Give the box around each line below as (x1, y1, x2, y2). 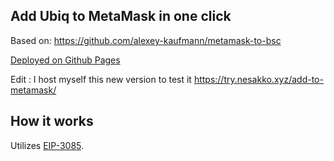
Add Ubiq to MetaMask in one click (10, 8, 232, 25)
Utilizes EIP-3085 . (10, 139, 85, 151)
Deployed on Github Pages (10, 54, 121, 66)
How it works (10, 113, 94, 130)
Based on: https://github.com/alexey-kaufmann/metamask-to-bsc (10, 34, 282, 46)
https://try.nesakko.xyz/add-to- (193, 73, 324, 85)
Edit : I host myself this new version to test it (10, 73, 192, 85)
